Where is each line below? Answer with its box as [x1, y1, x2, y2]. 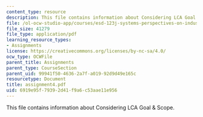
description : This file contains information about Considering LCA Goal [6, 14, 196, 21]
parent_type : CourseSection [6, 65, 77, 71]
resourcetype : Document [6, 76, 66, 82]
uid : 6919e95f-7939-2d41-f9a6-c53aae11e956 [6, 87, 118, 93]
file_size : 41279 [6, 25, 50, 32]
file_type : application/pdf [6, 31, 77, 37]
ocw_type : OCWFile [6, 54, 53, 60]
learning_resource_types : [6, 37, 71, 43]
